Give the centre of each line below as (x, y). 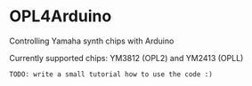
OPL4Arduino (61, 16)
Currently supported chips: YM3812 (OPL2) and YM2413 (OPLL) (126, 58)
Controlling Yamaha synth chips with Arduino (92, 41)
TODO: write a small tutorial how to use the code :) (111, 74)
